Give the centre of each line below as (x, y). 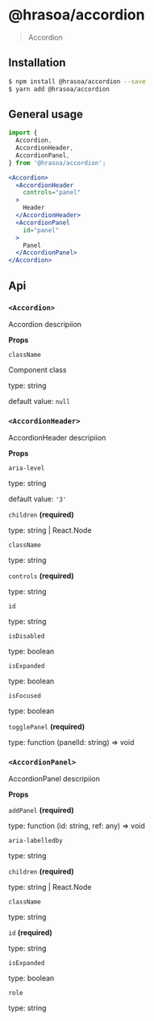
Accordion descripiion (45, 324)
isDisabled (27, 636)
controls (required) (41, 576)
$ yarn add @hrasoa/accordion (59, 89)
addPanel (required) (41, 810)
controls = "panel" (52, 193)
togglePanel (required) (47, 727)
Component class (37, 369)
